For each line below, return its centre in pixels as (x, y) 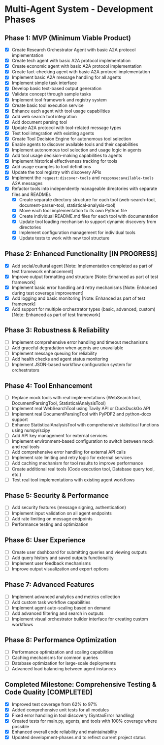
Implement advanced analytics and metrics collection (66, 597)
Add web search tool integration (44, 116)
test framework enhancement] (42, 271)
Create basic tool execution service (48, 105)
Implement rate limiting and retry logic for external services (72, 458)
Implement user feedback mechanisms (51, 563)
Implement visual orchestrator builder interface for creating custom (80, 619)
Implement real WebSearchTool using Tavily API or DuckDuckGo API (81, 408)
